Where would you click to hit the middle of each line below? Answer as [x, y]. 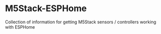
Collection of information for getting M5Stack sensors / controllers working [81, 22]
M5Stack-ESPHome [46, 8]
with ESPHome [20, 27]
